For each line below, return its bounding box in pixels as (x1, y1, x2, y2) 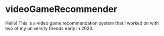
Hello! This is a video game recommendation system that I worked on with (5, 20, 159, 26)
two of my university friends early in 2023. (5, 25, 94, 31)
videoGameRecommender (5, 3, 118, 15)
